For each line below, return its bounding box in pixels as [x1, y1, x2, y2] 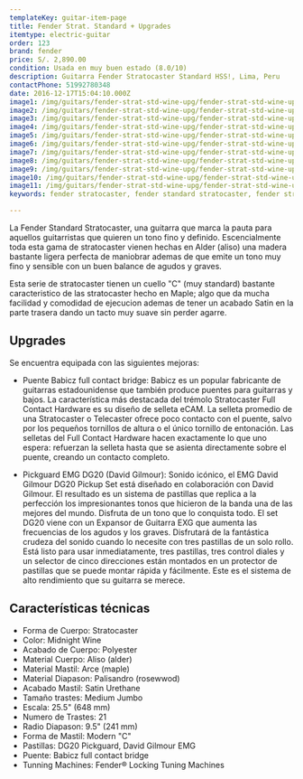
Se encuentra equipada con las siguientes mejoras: [9, 357, 200, 368]
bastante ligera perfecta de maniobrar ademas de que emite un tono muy [9, 251, 281, 262]
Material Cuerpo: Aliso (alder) [22, 653, 133, 664]
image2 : [9, 106, 39, 115]
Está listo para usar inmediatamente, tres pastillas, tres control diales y [22, 546, 285, 557]
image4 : [9, 123, 39, 132]
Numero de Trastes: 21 [22, 711, 107, 722]
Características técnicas [9, 601, 151, 616]
